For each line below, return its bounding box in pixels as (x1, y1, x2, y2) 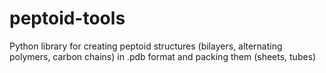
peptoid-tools (9, 7, 126, 30)
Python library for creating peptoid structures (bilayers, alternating (9, 40, 283, 52)
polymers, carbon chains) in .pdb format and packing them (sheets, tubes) (9, 50, 317, 62)
